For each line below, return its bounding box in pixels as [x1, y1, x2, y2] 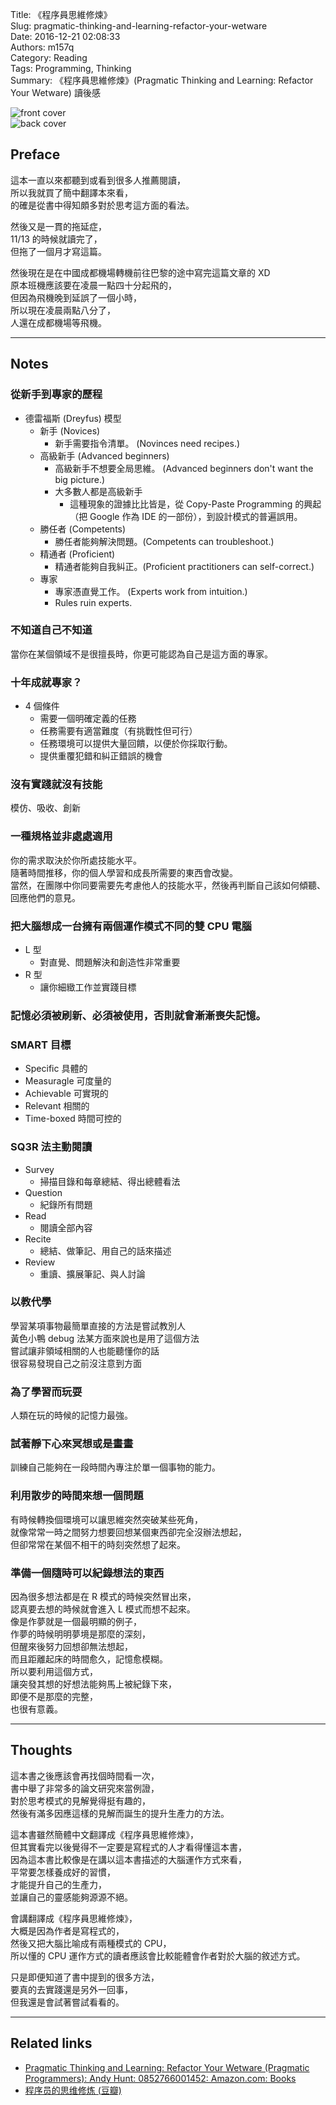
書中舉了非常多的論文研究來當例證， [10, 1782, 160, 1794]
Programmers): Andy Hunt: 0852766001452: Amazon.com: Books [24, 2072, 297, 2084]
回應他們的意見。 [10, 891, 81, 903]
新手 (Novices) [39, 424, 101, 437]
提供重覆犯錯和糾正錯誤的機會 [39, 750, 163, 762]
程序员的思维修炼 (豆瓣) [24, 2084, 122, 2096]
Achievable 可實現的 [24, 1088, 109, 1100]
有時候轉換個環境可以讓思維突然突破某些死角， [10, 1513, 203, 1525]
